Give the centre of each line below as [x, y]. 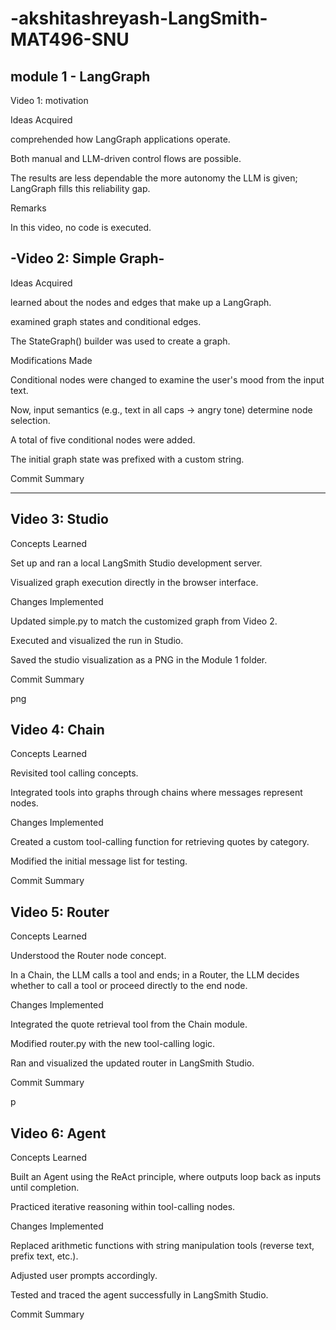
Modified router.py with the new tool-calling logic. [113, 1044]
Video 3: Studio [59, 519]
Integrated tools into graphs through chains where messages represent [156, 793]
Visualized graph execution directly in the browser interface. [134, 582]
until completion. [45, 1188]
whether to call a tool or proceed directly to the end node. [129, 986]
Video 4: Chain [57, 730]
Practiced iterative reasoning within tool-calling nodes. [123, 1207]
